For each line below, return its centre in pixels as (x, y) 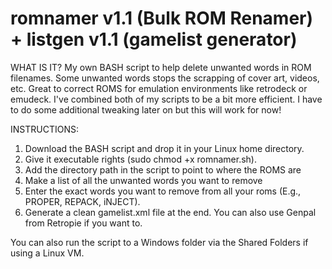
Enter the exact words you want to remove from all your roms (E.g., (163, 191)
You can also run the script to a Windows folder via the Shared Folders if (159, 242)
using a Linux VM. (47, 253)
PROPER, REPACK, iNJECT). (82, 201)
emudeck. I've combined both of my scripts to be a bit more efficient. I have (166, 99)
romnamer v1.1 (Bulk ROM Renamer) (162, 18)
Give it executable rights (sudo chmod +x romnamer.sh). (140, 159)
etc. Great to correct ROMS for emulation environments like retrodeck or (159, 88)
